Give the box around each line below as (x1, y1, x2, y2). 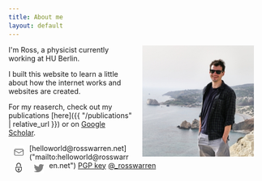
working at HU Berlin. (8, 53, 79, 63)
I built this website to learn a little (8, 69, 119, 78)
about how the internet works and (8, 78, 122, 87)
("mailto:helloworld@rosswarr (28, 152, 129, 162)
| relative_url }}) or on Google (8, 119, 105, 128)
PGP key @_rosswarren (78, 160, 157, 170)
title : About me (8, 13, 63, 21)
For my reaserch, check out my (8, 102, 113, 112)
